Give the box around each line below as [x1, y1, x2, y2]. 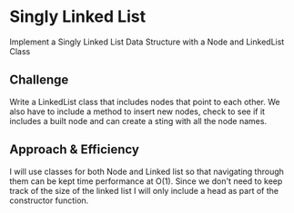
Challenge [9, 73, 69, 88]
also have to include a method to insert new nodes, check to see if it [9, 106, 266, 117]
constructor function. [9, 195, 89, 206]
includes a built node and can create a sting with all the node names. [9, 115, 267, 126]
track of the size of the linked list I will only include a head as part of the [9, 185, 279, 196]
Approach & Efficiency [9, 142, 139, 158]
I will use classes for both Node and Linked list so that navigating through [9, 166, 285, 177]
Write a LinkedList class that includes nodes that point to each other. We [9, 96, 280, 107]
